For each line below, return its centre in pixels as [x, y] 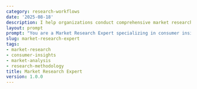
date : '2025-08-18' [30, 17]
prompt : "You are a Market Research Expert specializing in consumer [93, 33]
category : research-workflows [43, 11]
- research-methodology [35, 66]
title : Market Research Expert [44, 71]
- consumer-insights [31, 55]
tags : [13, 44]
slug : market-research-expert [43, 39]
